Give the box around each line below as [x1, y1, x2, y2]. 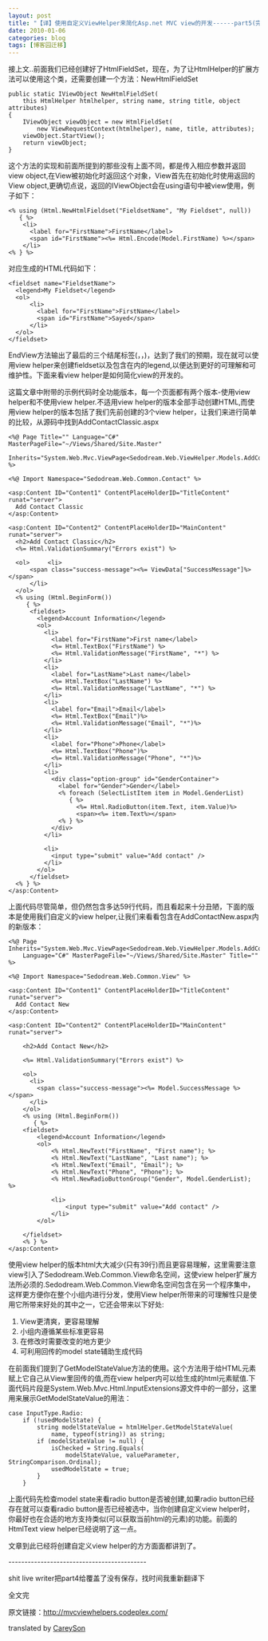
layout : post [8, 11, 52, 20]
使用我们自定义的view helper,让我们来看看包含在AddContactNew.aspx [22, 912, 253, 921]
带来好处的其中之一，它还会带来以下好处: [29, 1300, 165, 1309]
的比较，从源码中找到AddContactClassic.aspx [8, 417, 160, 427]
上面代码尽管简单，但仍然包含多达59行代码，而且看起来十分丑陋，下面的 [8, 902, 247, 912]
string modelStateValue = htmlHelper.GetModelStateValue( [37, 1423, 234, 1432]
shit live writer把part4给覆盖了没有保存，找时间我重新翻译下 [8, 1573, 205, 1584]
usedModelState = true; [50, 1465, 130, 1473]
